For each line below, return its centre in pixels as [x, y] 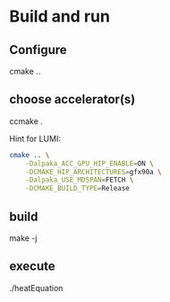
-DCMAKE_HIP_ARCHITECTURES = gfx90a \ [94, 172]
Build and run [59, 17]
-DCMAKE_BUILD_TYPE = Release [77, 189]
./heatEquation [36, 288]
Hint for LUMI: [35, 138]
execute [32, 266]
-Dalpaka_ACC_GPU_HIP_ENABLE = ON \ [89, 164]
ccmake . [26, 121]
